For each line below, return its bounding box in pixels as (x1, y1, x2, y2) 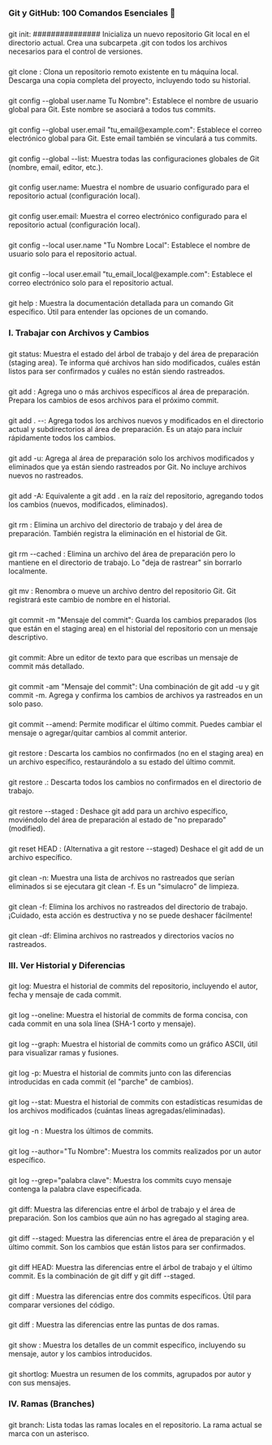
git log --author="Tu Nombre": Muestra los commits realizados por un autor (8, 1146, 261, 1156)
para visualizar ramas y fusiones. (8, 1048, 119, 1058)
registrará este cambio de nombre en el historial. (8, 595, 171, 605)
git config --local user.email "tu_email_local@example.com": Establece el (8, 269, 253, 279)
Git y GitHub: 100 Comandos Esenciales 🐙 (8, 7, 176, 19)
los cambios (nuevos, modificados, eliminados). (8, 500, 168, 509)
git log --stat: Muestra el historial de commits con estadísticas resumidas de (8, 1098, 263, 1107)
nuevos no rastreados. (8, 470, 84, 480)
